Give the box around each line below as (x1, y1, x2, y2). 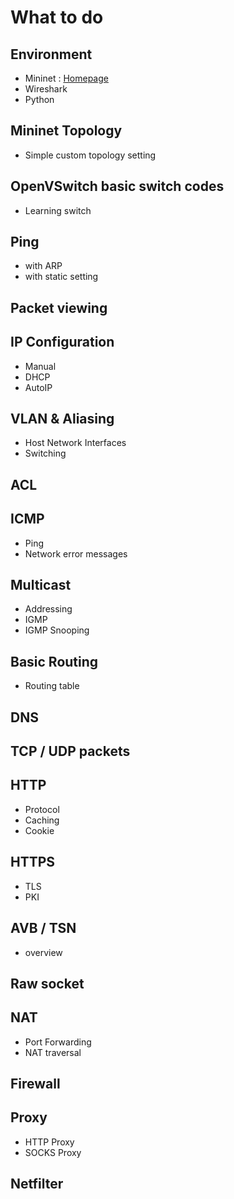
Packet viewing (10, 299, 108, 316)
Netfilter (10, 1176, 64, 1193)
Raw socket (10, 975, 85, 992)
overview (24, 946, 63, 958)
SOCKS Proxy (24, 1146, 82, 1158)
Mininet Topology (10, 122, 123, 140)
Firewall (10, 1076, 61, 1093)
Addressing (24, 603, 73, 615)
